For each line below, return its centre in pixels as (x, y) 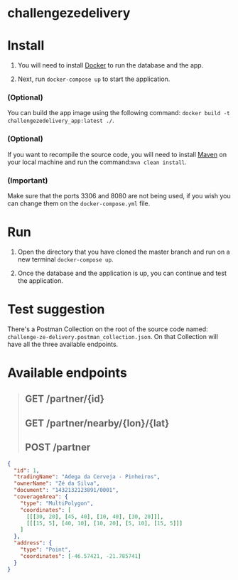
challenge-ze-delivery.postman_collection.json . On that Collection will (113, 336)
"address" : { (33, 543)
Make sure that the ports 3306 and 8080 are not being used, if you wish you (119, 196)
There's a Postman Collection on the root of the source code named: (108, 329)
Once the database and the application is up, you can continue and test (122, 273)
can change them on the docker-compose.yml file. (79, 203)
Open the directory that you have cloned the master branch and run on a (124, 252)
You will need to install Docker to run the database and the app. (110, 65)
